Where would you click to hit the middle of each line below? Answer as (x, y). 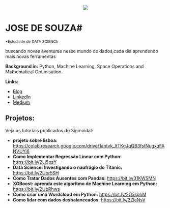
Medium (21, 102)
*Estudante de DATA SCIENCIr (32, 41)
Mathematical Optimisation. (34, 72)
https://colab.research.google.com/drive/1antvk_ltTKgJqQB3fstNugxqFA (89, 145)
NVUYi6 (21, 151)
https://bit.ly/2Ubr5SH (36, 172)
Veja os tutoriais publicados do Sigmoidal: (49, 130)
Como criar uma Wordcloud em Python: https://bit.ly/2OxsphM (79, 194)
